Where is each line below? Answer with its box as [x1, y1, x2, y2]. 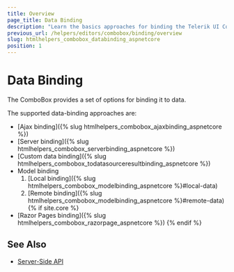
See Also [7, 239, 47, 250]
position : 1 [7, 42, 42, 49]
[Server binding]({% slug [17, 137, 89, 145]
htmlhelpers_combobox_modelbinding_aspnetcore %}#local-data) [27, 182, 218, 190]
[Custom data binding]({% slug [17, 152, 107, 160]
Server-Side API [17, 257, 64, 265]
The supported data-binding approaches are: [7, 109, 137, 117]
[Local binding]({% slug [27, 174, 96, 182]
